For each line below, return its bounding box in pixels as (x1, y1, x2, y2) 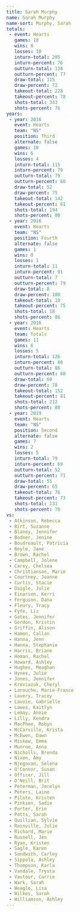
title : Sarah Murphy (6, 9, 58, 15)
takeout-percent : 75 (14, 303, 66, 309)
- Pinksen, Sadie (8, 800, 52, 806)
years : (6, 111, 23, 117)
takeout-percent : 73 (14, 495, 66, 502)
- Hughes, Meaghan (8, 665, 55, 671)
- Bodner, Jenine (8, 534, 52, 541)
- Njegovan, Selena (8, 761, 58, 767)
